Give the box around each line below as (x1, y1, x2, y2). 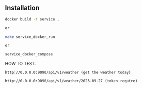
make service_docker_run (5, 34, 55, 39)
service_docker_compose (5, 52, 53, 57)
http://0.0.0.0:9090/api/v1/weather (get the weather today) (5, 70, 131, 75)
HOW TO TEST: (5, 61, 36, 67)
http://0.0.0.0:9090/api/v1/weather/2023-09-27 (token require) (5, 79, 138, 84)
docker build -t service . (5, 17, 60, 21)
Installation (5, 4, 40, 12)
